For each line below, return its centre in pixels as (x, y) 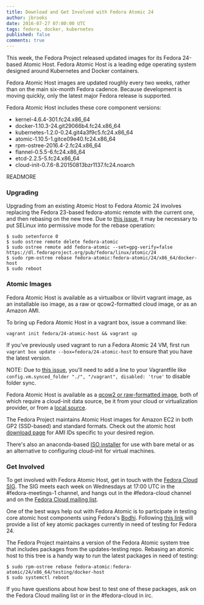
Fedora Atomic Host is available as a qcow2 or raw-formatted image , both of (102, 395)
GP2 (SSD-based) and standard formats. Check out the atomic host (91, 426)
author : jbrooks (27, 18)
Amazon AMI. (23, 310)
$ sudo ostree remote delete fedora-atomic (62, 242)
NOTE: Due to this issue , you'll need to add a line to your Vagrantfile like (97, 369)
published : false (28, 35)
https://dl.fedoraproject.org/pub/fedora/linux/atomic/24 (81, 253)
